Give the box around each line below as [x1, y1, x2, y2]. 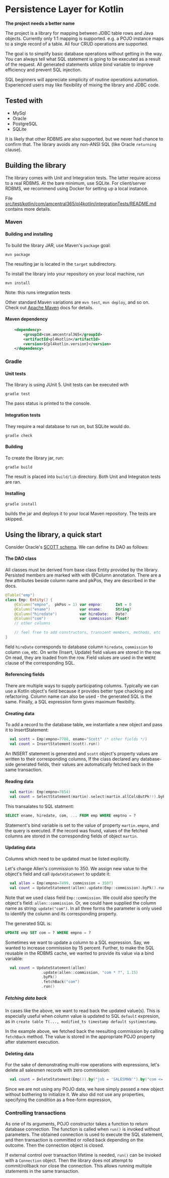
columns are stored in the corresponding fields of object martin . [5, 833, 138, 839]
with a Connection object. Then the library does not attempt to [5, 1157, 133, 1163]
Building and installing [5, 231, 53, 237]
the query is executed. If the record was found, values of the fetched [5, 827, 148, 833]
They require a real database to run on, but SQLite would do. [5, 423, 131, 429]
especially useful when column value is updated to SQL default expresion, [5, 1013, 160, 1019]
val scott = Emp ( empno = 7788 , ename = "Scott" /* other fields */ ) [10, 737, 147, 742]
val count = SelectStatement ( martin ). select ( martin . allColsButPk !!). [10, 794, 158, 799]
